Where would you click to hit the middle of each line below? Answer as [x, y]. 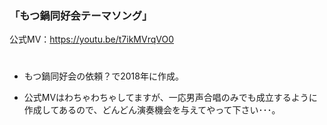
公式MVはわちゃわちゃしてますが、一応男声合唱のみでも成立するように [170, 98]
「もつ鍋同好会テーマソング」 [81, 15]
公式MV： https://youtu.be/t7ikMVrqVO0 [91, 39]
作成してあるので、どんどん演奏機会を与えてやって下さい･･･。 [152, 110]
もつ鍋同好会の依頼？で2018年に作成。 [103, 76]
